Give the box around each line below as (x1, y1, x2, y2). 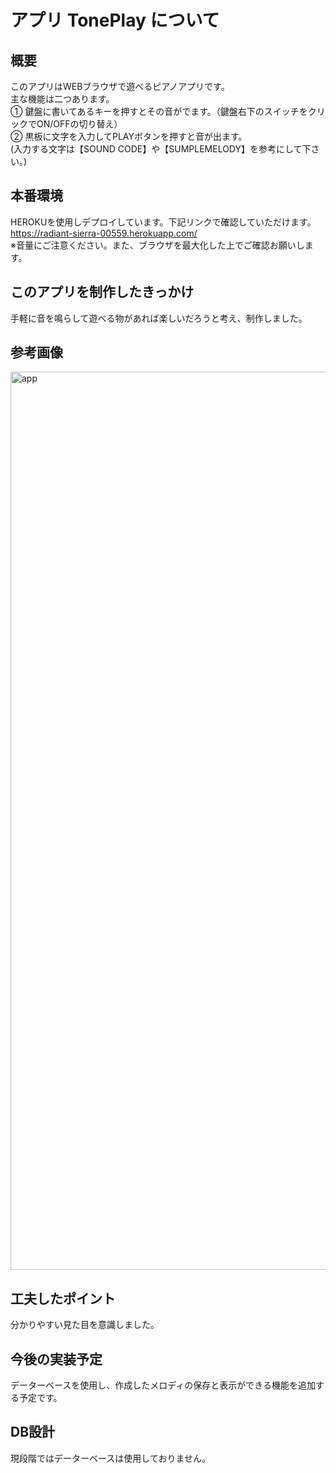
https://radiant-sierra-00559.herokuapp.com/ (10, 227, 198, 239)
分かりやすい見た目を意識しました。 (10, 1319, 160, 1331)
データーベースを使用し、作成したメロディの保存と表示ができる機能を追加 (10, 1379, 317, 1391)
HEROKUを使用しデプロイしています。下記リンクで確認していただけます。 (10, 216, 317, 228)
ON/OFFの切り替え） (36, 118, 123, 130)
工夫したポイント (10, 1290, 116, 1307)
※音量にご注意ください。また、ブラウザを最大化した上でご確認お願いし (10, 239, 305, 251)
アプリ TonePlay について (10, 9, 220, 32)
